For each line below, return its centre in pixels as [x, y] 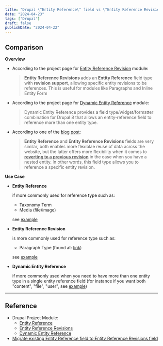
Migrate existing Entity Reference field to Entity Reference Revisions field [85, 338]
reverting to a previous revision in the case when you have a [85, 156]
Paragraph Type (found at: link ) [50, 247]
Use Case [15, 176]
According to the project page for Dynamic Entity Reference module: [81, 103]
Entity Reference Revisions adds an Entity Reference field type [88, 78]
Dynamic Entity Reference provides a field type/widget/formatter [89, 112]
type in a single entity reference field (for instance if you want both [79, 281]
